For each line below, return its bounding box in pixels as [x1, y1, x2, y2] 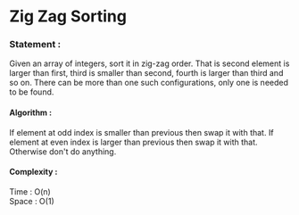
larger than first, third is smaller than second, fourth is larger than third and [9, 68, 284, 79]
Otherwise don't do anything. [9, 145, 117, 157]
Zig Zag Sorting [9, 6, 128, 27]
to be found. [9, 87, 54, 97]
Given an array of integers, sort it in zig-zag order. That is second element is [9, 58, 290, 69]
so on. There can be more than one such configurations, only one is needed [9, 78, 288, 88]
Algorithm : [9, 107, 52, 118]
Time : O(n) [9, 186, 51, 197]
